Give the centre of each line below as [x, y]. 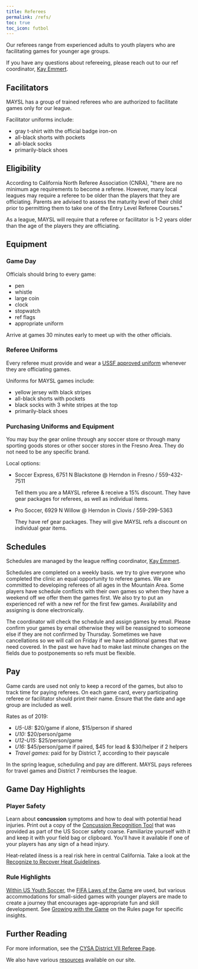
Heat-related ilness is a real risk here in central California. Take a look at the [98, 855]
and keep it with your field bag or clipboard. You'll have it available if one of [98, 838]
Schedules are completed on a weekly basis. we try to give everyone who [96, 572]
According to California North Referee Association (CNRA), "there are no [94, 183]
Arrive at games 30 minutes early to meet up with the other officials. [89, 334]
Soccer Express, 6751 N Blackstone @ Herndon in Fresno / [86, 475]
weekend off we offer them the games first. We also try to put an [85, 597]
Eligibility [24, 168]
